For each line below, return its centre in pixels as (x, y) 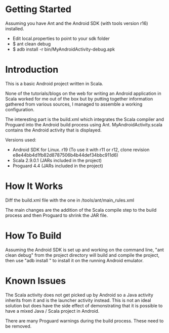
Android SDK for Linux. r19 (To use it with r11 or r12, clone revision (81, 150)
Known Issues (36, 281)
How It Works (34, 186)
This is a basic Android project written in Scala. (54, 83)
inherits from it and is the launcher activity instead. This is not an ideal (78, 300)
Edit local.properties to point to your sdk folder (61, 38)
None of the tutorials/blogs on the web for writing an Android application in (83, 93)
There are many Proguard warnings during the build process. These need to (85, 321)
